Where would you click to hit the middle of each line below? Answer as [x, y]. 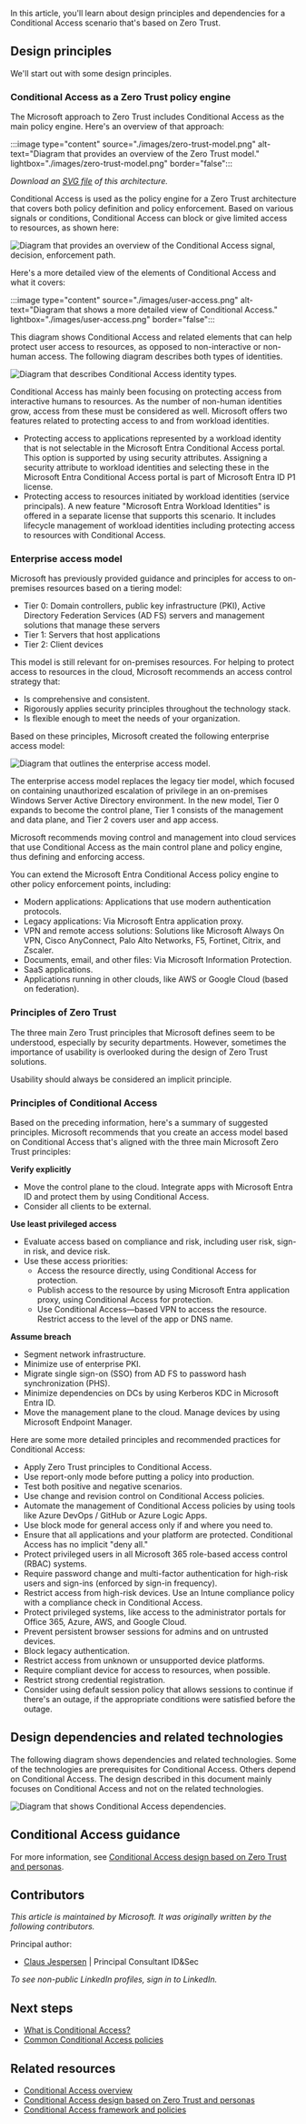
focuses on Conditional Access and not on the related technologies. [137, 1788]
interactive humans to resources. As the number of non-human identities [146, 402]
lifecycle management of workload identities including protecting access [159, 526]
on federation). [51, 989]
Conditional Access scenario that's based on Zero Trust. [116, 23]
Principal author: [41, 1945]
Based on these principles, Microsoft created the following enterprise [140, 736]
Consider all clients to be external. [87, 1206]
